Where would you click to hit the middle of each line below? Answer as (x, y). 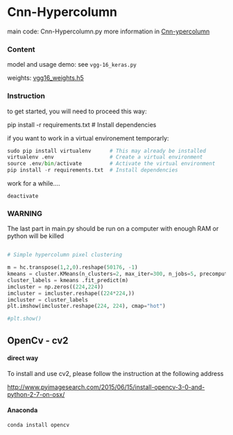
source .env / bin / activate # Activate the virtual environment (111, 164)
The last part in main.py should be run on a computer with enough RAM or (113, 229)
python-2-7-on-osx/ (36, 394)
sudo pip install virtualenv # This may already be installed (107, 151)
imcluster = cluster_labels (48, 299)
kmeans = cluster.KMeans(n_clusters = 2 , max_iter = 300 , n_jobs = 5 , (102, 274)
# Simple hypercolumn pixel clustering (65, 255)
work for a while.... (34, 183)
